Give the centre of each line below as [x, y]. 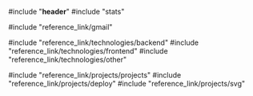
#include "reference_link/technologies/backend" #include [104, 42]
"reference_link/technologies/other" [68, 60]
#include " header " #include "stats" [66, 12]
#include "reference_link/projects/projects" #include [95, 75]
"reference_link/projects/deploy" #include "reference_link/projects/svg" [127, 84]
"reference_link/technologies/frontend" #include [88, 51]
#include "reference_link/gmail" [60, 27]
